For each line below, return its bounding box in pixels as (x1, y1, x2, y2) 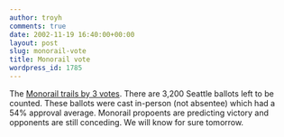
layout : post (9, 38, 59, 48)
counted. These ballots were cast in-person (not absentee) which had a (9, 97, 276, 108)
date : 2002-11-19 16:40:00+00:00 (9, 30, 135, 39)
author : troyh (9, 13, 63, 23)
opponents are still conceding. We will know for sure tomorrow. (9, 116, 244, 127)
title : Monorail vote (9, 55, 91, 64)
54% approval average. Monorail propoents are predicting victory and (9, 107, 269, 118)
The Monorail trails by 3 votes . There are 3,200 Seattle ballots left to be (9, 87, 275, 99)
